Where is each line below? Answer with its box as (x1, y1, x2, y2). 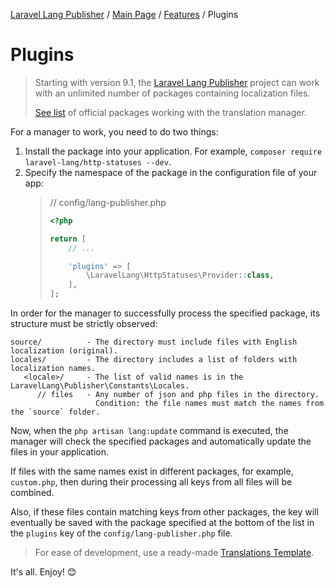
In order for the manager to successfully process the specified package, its (10, 307, 321, 319)
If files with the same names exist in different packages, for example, (10, 465, 294, 478)
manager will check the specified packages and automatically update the (10, 435, 312, 448)
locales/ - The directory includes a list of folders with (10, 355, 298, 365)
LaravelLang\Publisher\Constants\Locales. (10, 381, 190, 391)
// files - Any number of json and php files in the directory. (36, 390, 320, 400)
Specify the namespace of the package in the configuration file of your (24, 166, 318, 178)
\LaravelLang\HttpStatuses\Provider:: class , (85, 270, 275, 281)
